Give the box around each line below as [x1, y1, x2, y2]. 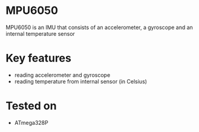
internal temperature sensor [5, 30, 75, 37]
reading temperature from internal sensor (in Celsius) [14, 78, 148, 85]
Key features [5, 51, 72, 65]
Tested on [5, 99, 57, 113]
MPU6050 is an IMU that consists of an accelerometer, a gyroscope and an [5, 24, 193, 31]
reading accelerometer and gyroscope [14, 71, 111, 79]
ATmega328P [14, 119, 49, 126]
